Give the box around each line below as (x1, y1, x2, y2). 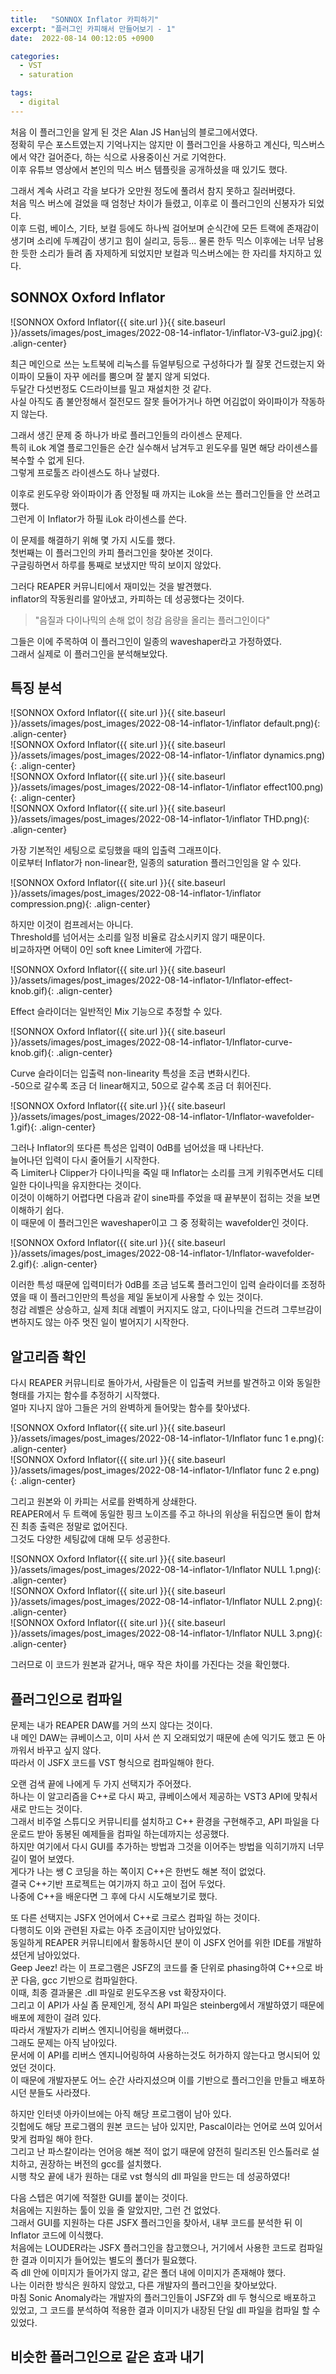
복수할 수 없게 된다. (10, 454, 85, 466)
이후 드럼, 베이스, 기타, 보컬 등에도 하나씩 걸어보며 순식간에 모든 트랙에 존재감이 (10, 222, 320, 234)
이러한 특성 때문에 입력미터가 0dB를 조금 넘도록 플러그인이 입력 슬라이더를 (10, 1279, 300, 1291)
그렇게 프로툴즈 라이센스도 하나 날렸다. (10, 466, 160, 478)
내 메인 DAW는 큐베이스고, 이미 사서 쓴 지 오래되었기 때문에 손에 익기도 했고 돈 (10, 1732, 315, 1743)
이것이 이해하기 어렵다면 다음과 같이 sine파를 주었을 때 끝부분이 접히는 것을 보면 (10, 1192, 321, 1204)
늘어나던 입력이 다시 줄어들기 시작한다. (10, 1154, 160, 1166)
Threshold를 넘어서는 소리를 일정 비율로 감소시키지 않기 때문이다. (10, 931, 266, 943)
